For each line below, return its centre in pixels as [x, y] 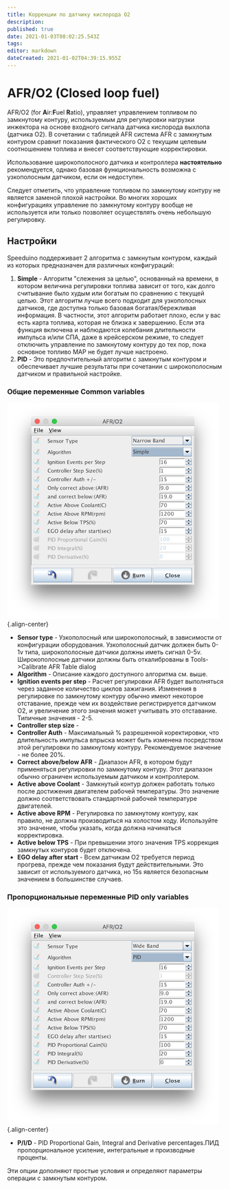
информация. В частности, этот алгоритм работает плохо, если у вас [119, 315]
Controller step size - [48, 725]
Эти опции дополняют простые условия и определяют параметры [105, 1171]
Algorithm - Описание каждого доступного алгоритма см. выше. [112, 674]
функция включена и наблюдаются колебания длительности [106, 329]
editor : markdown [32, 51]
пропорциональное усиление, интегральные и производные [106, 1150]
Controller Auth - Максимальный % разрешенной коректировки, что [118, 732]
